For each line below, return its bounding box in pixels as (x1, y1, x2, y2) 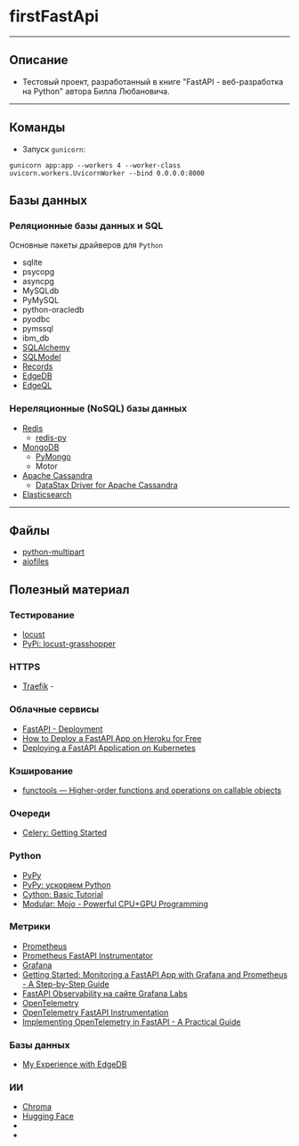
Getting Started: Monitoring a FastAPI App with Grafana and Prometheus (21, 969, 287, 979)
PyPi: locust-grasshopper (21, 639, 116, 650)
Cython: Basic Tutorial (21, 888, 104, 899)
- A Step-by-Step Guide (21, 978, 109, 989)
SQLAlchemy (21, 342, 70, 353)
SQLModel (21, 352, 61, 363)
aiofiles (21, 556, 49, 567)
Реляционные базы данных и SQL (9, 219, 164, 232)
